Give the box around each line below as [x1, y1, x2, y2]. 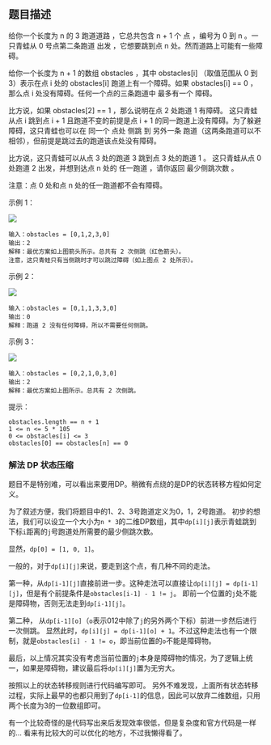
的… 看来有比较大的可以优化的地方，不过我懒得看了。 [8, 728, 188, 738]
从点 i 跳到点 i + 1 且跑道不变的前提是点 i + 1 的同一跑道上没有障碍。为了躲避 [8, 116, 261, 125]
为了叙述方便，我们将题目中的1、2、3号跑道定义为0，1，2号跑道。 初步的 [8, 506, 253, 516]
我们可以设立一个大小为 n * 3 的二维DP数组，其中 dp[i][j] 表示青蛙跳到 [22, 517, 257, 527]
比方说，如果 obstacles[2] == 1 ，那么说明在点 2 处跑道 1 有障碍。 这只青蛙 [8, 105, 258, 115]
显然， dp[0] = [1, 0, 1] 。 [8, 544, 99, 554]
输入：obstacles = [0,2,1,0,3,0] [8, 369, 117, 378]
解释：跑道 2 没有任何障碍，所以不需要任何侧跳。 [8, 321, 152, 329]
